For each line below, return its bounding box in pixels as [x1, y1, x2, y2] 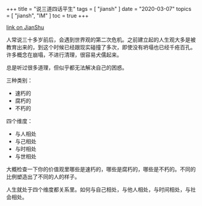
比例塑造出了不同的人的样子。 [6, 173, 80, 180]
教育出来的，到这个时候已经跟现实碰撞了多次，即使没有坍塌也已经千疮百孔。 [6, 44, 196, 51]
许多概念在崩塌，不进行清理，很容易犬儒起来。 [6, 51, 122, 58]
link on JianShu [6, 23, 44, 31]
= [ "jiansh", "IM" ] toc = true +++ [6, 12, 89, 19]
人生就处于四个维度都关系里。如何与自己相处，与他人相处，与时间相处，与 [6, 186, 191, 193]
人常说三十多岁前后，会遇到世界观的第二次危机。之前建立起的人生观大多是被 [6, 36, 196, 43]
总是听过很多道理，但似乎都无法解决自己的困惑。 [6, 64, 127, 71]
